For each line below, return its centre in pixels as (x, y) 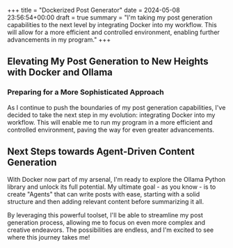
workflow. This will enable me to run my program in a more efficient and (110, 122)
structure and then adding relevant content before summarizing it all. (105, 201)
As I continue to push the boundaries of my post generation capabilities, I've (116, 107)
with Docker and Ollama (60, 72)
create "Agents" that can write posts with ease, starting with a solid (104, 194)
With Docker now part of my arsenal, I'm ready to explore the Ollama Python (116, 179)
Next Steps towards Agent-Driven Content (101, 152)
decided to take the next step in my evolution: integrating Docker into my (111, 115)
